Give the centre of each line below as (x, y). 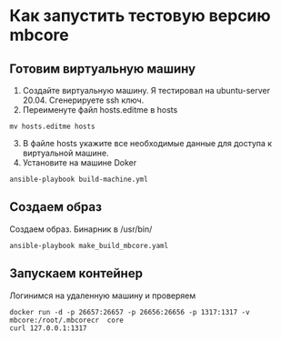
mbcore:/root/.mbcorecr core (67, 320)
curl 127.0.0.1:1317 (49, 328)
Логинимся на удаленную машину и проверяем (103, 295)
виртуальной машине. (65, 153)
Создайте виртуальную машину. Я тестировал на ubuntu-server (146, 90)
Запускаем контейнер (76, 274)
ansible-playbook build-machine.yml (79, 179)
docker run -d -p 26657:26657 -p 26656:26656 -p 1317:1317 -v (130, 312)
